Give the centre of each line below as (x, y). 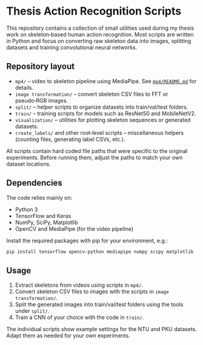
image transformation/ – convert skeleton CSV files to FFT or (92, 94)
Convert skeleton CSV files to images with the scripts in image (92, 292)
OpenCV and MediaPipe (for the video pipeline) (74, 228)
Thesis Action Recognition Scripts (94, 11)
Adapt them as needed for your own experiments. (68, 336)
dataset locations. (28, 164)
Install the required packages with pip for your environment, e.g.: (87, 241)
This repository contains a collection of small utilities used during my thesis (100, 28)
